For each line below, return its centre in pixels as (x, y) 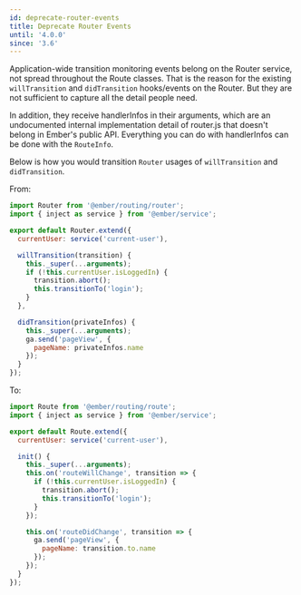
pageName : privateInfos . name (88, 347)
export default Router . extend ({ (70, 230)
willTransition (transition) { (74, 255)
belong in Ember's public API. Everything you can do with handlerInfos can (149, 135)
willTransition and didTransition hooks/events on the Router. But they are (151, 88)
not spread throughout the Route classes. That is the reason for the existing (150, 79)
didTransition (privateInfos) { (77, 322)
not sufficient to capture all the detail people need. (103, 98)
